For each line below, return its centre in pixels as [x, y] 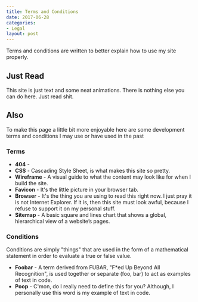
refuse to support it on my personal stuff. [65, 208]
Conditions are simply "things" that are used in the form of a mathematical [98, 250]
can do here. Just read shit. [40, 96]
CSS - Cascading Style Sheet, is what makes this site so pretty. [92, 171]
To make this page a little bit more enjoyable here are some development [95, 129]
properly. [17, 57]
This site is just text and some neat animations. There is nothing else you [95, 90]
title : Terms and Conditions [42, 12]
